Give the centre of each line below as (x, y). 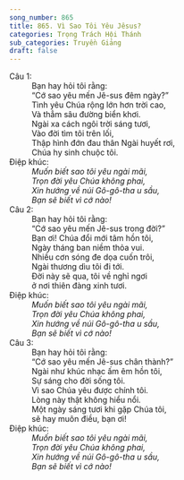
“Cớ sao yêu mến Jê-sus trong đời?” (98, 228)
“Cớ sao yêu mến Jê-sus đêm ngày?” (100, 96)
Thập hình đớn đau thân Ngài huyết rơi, (104, 143)
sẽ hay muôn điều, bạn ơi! (79, 419)
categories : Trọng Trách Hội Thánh (75, 34)
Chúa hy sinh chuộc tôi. (75, 152)
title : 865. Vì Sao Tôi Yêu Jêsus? (75, 26)
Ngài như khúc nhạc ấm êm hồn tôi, (97, 372)
